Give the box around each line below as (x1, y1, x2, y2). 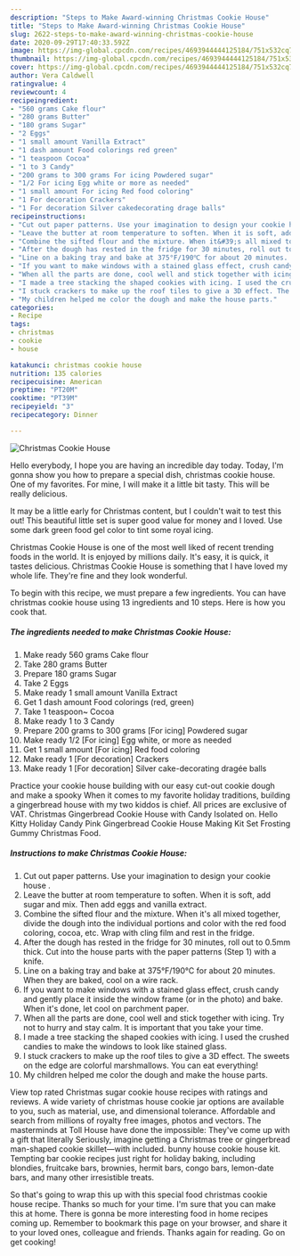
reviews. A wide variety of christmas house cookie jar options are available (10, 1096, 285, 1106)
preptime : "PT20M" (10, 385, 78, 395)
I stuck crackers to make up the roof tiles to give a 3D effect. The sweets (22, 1050, 290, 1061)
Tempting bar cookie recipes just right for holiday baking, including (10, 1153, 256, 1163)
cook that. (10, 606, 47, 617)
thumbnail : (10, 54, 51, 63)
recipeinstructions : (10, 211, 87, 221)
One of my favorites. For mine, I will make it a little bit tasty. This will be (10, 479, 270, 489)
